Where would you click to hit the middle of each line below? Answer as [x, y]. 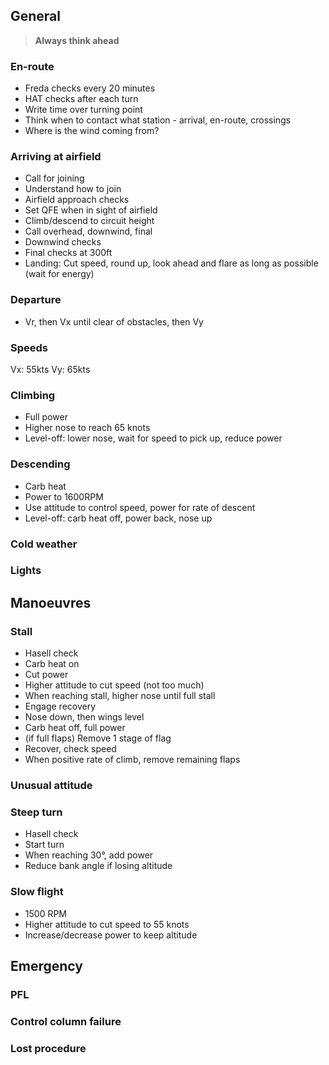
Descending [40, 464]
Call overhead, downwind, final [88, 231]
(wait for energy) [59, 274]
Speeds [29, 347]
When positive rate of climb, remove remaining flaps [132, 760]
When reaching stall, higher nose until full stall [120, 696]
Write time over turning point [83, 110]
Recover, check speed [70, 749]
